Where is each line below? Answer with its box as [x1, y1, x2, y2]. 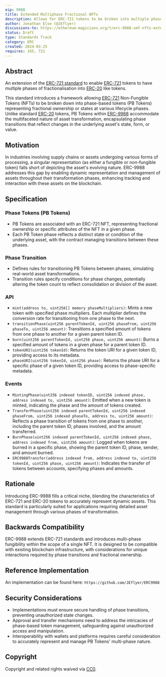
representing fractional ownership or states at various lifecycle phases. [5, 105, 150, 111]
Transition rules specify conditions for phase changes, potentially [12, 276, 146, 282]
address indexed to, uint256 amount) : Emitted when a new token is [12, 397, 151, 403]
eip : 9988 [5, 7, 26, 12]
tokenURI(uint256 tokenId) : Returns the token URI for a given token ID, [12, 347, 157, 353]
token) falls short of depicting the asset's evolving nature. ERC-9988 [5, 164, 145, 171]
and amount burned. [12, 449, 54, 456]
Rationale [5, 480, 35, 488]
